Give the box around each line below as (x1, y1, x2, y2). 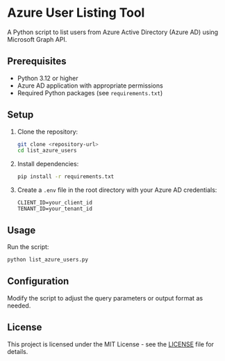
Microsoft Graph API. (7, 35, 67, 43)
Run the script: (7, 243, 49, 251)
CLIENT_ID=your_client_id (17, 200, 92, 207)
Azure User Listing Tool (7, 5, 145, 21)
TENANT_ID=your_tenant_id (17, 205, 92, 213)
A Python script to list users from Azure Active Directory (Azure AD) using (7, 28, 219, 36)
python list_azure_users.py (7, 256, 89, 263)
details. (7, 347, 28, 355)
